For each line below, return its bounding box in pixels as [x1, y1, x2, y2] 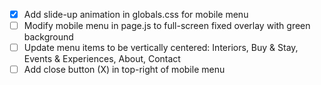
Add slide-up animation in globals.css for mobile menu [23, 9, 249, 20]
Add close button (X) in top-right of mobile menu [23, 64, 226, 76]
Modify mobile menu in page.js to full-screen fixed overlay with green [23, 20, 311, 32]
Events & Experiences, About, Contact [23, 53, 181, 65]
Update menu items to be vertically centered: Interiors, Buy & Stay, [23, 42, 299, 54]
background [23, 31, 74, 43]
